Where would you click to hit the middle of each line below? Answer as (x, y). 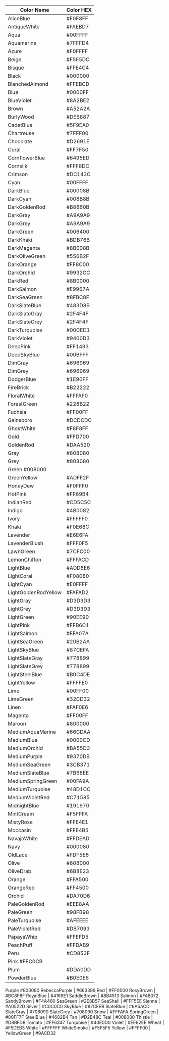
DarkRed (18, 281)
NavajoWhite (23, 838)
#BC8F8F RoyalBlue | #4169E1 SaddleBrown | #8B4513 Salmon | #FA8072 (82, 996)
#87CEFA (78, 650)
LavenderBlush (26, 543)
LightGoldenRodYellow (35, 592)
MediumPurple (25, 756)
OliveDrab (20, 871)
